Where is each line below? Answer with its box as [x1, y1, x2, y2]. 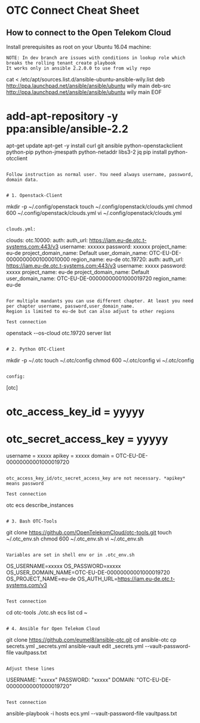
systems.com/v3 [6, 582, 48, 589]
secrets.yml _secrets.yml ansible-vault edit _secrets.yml [6, 643, 144, 650]
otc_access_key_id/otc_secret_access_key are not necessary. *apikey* [6, 475, 186, 482]
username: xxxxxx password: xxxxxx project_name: [59, 243, 187, 250]
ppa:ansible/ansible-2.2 [6, 122, 128, 136]
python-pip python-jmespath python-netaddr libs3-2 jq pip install [6, 148, 167, 156]
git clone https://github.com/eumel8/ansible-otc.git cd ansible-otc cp [6, 636, 177, 643]
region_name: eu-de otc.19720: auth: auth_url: [71, 256, 184, 263]
